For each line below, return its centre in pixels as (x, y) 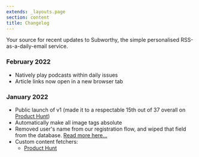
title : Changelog (28, 23)
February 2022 (28, 62)
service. (58, 46)
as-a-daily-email (27, 46)
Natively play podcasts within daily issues (66, 75)
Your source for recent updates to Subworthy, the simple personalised (93, 40)
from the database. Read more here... (61, 135)
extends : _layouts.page (36, 12)
